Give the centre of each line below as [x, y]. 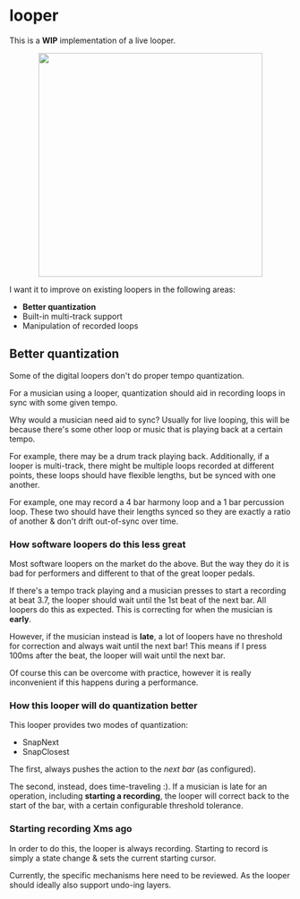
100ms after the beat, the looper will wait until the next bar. [117, 655]
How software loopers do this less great [98, 544]
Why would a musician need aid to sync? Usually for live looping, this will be [150, 420]
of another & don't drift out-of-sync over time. [94, 521]
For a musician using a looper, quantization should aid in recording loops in [147, 393]
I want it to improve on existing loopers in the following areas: [122, 289]
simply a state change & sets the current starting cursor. [113, 858]
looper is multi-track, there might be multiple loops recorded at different [142, 466]
